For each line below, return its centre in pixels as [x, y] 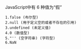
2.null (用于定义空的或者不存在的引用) [41, 23]
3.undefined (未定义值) [28, 28]
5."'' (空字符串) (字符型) [30, 38]
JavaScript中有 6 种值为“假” [34, 7]
